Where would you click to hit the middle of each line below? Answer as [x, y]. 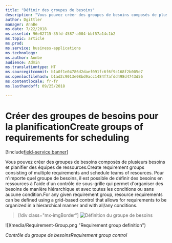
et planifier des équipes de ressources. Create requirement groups [75, 167]
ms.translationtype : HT [31, 67]
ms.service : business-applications [43, 48]
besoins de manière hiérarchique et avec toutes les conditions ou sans [80, 189]
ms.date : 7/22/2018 [26, 29]
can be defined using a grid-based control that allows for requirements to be [86, 200]
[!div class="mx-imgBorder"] [48, 215]
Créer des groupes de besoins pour [82, 116]
